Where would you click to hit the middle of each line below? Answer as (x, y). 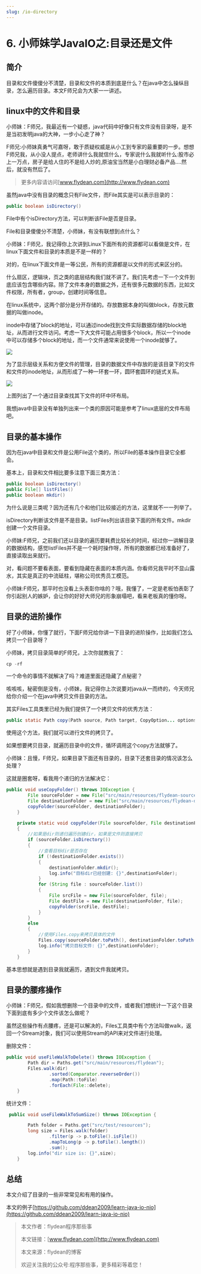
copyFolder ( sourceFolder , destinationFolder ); (87, 806)
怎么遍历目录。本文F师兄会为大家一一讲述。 (71, 90)
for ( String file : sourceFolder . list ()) (91, 884)
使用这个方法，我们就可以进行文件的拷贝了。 (61, 732)
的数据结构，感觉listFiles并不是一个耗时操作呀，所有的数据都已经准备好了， (99, 548)
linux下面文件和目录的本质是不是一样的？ (57, 252)
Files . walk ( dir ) (48, 1069)
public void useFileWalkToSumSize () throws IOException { (83, 1114)
